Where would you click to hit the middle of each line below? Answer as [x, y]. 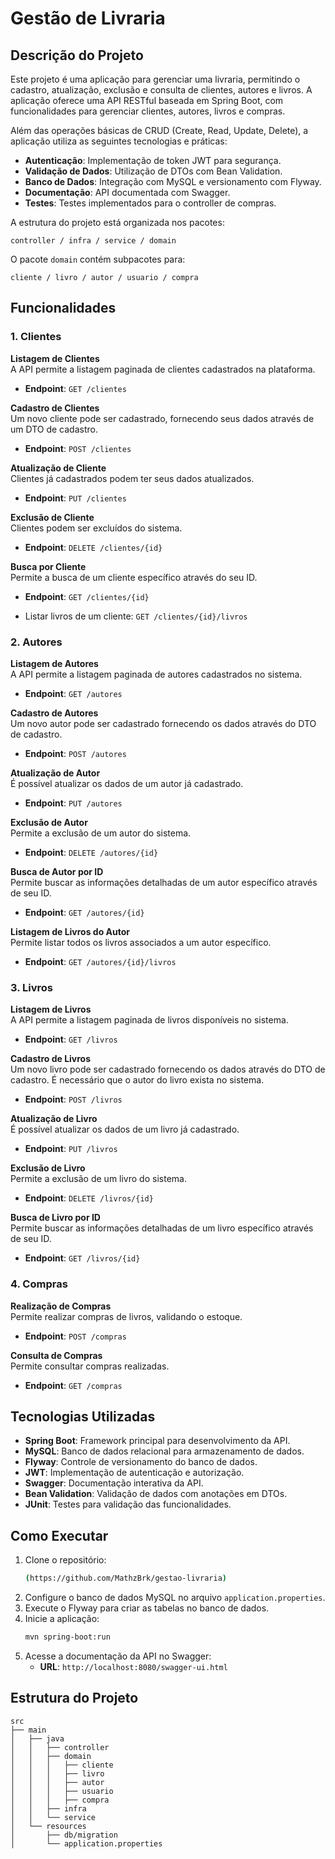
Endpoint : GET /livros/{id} [82, 1258]
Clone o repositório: [65, 1560]
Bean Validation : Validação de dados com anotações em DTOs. [156, 1494]
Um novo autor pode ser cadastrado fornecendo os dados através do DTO [163, 723]
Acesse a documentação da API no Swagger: [118, 1656]
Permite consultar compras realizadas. [90, 1366]
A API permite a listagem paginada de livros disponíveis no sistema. [149, 1020]
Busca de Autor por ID [57, 871]
